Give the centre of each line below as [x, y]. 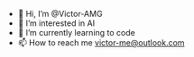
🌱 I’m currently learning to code [76, 33]
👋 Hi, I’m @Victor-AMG [60, 14]
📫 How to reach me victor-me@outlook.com [101, 43]
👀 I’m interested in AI [56, 23]
